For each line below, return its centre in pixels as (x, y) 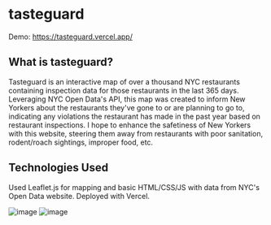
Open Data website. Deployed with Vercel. (79, 196)
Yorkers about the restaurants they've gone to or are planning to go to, (127, 107)
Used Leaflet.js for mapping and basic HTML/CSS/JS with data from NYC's (134, 187)
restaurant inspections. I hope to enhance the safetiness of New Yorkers (129, 125)
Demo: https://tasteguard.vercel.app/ (70, 37)
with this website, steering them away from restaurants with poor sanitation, (135, 133)
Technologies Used (58, 168)
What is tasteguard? (61, 62)
